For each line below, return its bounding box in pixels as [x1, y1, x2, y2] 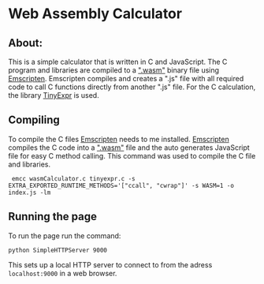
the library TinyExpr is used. [8, 91, 100, 99]
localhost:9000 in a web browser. [8, 268, 117, 278]
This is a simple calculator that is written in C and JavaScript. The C [8, 57, 228, 66]
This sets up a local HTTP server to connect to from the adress [8, 260, 213, 269]
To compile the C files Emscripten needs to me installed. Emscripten [8, 134, 230, 144]
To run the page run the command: [8, 230, 121, 241]
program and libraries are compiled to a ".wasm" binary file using [8, 65, 219, 75]
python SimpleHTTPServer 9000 [8, 246, 108, 254]
